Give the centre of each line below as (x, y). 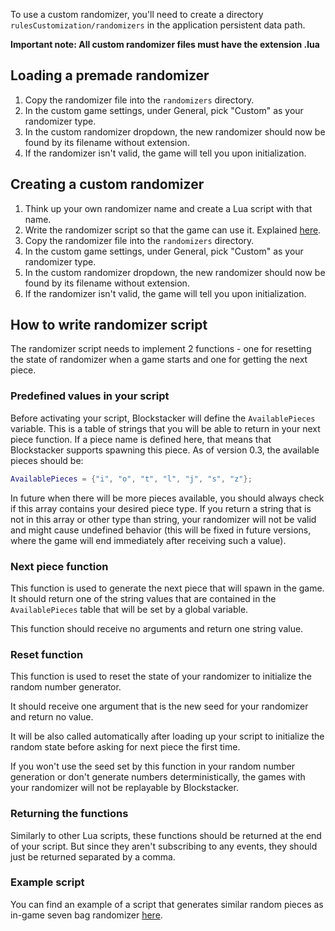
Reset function (47, 654)
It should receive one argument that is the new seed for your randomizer (159, 706)
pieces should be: (47, 460)
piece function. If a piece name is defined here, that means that (141, 439)
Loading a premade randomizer (110, 75)
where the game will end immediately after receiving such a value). (148, 540)
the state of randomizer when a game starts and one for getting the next (159, 360)
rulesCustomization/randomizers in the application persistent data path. (158, 25)
